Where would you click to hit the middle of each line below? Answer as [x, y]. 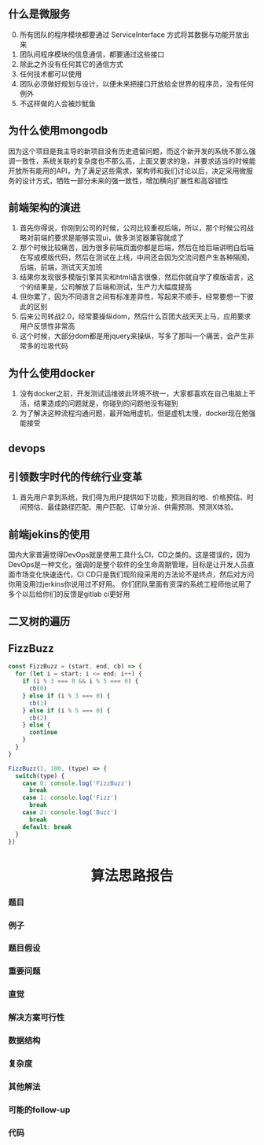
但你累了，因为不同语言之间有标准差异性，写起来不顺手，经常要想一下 [133, 296]
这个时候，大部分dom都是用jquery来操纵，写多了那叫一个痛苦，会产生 [133, 336]
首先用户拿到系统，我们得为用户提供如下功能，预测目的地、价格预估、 [133, 497]
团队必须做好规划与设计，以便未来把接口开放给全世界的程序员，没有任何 [136, 83]
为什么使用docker [52, 373]
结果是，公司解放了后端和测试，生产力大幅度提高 [113, 287]
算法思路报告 [132, 876]
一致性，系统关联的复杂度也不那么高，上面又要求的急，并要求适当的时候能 [135, 160]
